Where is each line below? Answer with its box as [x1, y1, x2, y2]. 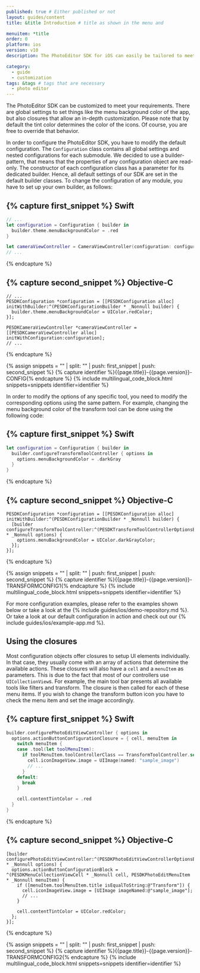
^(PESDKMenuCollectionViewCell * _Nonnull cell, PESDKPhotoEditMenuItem [6, 872, 190, 878]
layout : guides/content [6, 14, 65, 20]
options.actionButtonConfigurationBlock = [11, 866, 118, 873]
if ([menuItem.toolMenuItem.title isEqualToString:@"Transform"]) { [17, 882, 190, 888]
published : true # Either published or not [6, 8, 116, 15]
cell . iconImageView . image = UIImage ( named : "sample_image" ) [27, 758, 180, 764]
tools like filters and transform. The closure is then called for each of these [6, 684, 189, 691]
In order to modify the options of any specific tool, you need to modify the [6, 393, 187, 400]
